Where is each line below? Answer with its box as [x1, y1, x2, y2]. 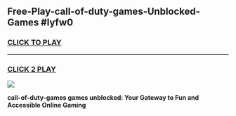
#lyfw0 [41, 17, 74, 29]
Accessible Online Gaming [7, 101, 86, 109]
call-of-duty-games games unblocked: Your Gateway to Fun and [7, 93, 199, 101]
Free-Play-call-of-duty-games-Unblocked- [7, 6, 200, 18]
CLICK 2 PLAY [7, 64, 56, 74]
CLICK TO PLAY [7, 38, 62, 48]
